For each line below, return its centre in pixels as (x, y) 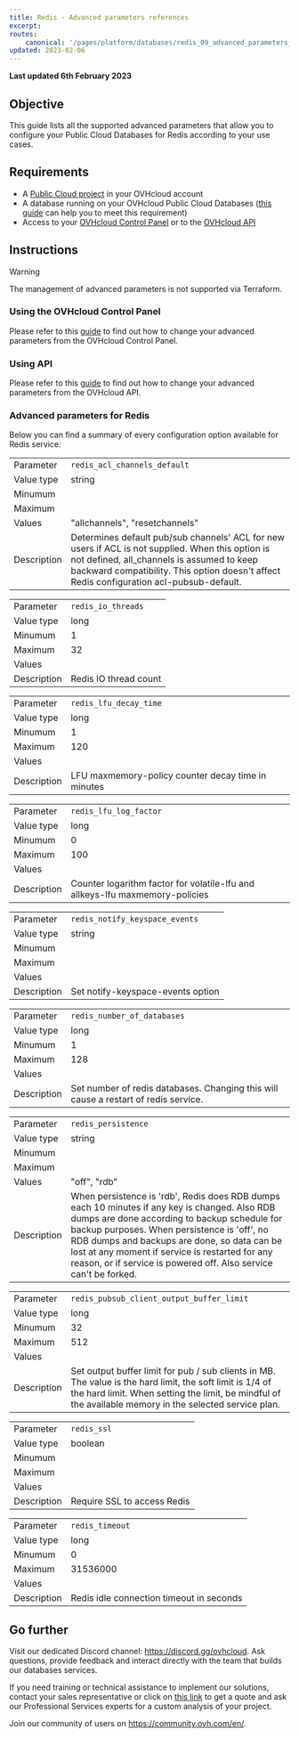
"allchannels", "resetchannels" (134, 524)
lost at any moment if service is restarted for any (172, 1252)
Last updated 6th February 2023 (70, 76)
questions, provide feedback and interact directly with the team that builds (145, 1660)
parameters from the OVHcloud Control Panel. (93, 340)
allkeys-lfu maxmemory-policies (140, 895)
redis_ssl (92, 1429)
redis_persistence (109, 1124)
